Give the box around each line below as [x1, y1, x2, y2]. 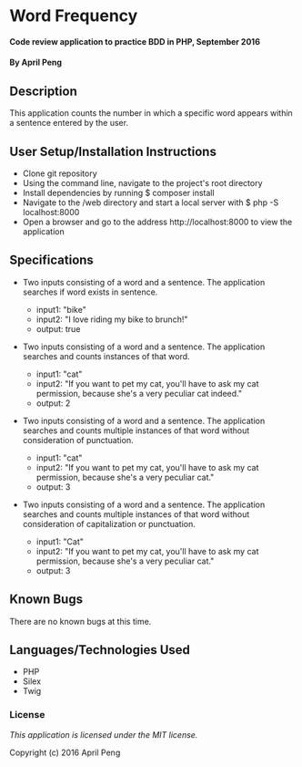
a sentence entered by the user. [9, 118, 129, 129]
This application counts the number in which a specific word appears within [9, 108, 293, 119]
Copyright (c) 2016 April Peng [9, 747, 121, 758]
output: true [35, 323, 81, 334]
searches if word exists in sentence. [22, 286, 158, 297]
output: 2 [35, 398, 71, 409]
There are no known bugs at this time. [9, 616, 152, 627]
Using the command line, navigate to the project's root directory [22, 178, 263, 188]
